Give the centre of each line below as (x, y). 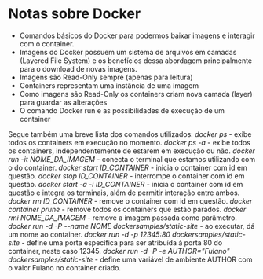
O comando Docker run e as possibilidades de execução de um (122, 110)
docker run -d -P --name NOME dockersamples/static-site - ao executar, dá (131, 226)
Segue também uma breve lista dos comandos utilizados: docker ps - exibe (130, 134)
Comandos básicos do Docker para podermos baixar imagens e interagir (137, 35)
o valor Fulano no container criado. (65, 267)
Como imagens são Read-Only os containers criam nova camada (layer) (136, 94)
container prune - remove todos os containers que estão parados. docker (127, 209)
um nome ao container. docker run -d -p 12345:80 (89, 234)
